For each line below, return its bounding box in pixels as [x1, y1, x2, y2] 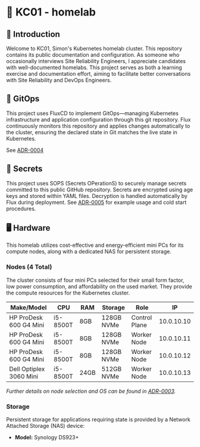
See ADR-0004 [6, 146, 44, 154]
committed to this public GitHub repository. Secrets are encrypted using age [6, 186, 193, 193]
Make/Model [10, 303, 47, 312]
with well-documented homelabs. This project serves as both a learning [6, 64, 183, 71]
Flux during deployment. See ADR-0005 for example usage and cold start [6, 198, 187, 206]
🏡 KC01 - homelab [6, 5, 96, 19]
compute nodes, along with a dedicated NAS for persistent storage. [6, 248, 171, 255]
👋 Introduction [6, 29, 61, 39]
